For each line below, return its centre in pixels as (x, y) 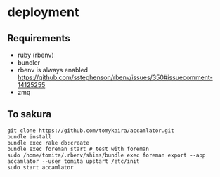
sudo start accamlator (40, 167)
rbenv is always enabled (53, 70)
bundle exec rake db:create (48, 143)
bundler (29, 63)
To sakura (29, 114)
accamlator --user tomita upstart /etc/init (73, 161)
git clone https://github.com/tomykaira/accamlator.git (91, 131)
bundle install (30, 137)
